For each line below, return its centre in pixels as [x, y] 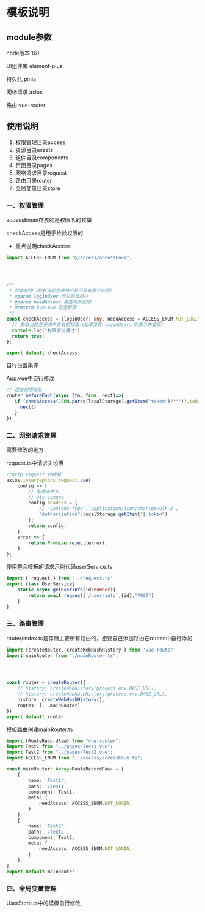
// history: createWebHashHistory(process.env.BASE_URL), [92, 694]
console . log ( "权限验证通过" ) [46, 330]
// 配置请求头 [44, 492]
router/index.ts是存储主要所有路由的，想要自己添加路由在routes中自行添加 [99, 638]
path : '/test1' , [49, 786]
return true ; [28, 336]
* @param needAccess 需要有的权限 [50, 302]
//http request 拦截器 [34, 475]
